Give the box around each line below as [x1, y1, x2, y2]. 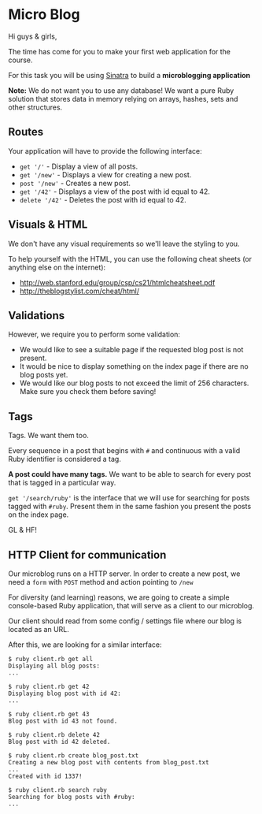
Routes [8, 125, 44, 139]
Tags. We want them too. [8, 431, 89, 440]
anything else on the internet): [8, 262, 106, 272]
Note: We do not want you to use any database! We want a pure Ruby [8, 85, 234, 95]
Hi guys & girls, [8, 32, 57, 41]
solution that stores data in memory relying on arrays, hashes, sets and [8, 94, 238, 103]
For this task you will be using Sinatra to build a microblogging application [8, 70, 251, 80]
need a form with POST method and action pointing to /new [8, 578, 194, 586]
